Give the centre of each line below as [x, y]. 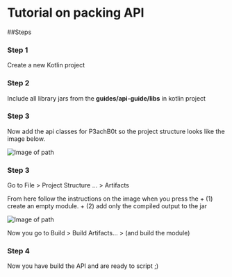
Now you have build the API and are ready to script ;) [83, 266]
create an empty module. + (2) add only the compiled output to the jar [107, 206]
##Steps [19, 32]
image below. [26, 138]
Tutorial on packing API [76, 13]
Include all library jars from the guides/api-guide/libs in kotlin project [107, 98]
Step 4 [18, 251]
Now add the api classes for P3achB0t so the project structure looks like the [116, 131]
